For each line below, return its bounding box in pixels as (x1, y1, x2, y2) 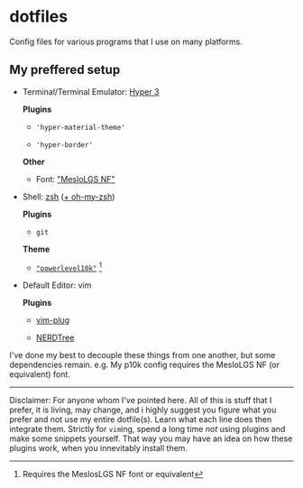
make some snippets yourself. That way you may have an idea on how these (9, 433, 293, 444)
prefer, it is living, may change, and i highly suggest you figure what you (9, 404, 277, 416)
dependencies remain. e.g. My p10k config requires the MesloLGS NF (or (9, 359, 280, 371)
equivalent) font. (9, 369, 70, 380)
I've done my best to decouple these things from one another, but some (9, 350, 276, 361)
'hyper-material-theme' (35, 123, 126, 132)
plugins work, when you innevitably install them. (9, 443, 188, 454)
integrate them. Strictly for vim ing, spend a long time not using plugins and (9, 424, 286, 435)
